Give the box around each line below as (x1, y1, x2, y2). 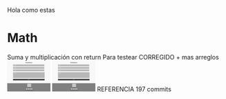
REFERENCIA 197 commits (96, 84, 171, 93)
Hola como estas (7, 6, 55, 14)
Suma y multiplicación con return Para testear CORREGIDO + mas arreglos (7, 53, 219, 61)
